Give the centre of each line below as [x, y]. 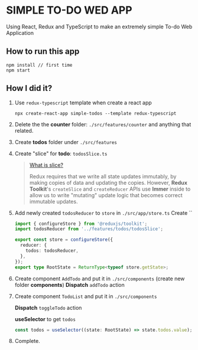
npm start [18, 70]
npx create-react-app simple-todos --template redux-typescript [95, 113]
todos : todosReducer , [52, 251]
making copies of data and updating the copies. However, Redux [108, 182]
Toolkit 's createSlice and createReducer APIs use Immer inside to [110, 189]
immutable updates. [53, 201]
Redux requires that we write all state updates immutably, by [103, 176]
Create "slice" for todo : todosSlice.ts [61, 153]
